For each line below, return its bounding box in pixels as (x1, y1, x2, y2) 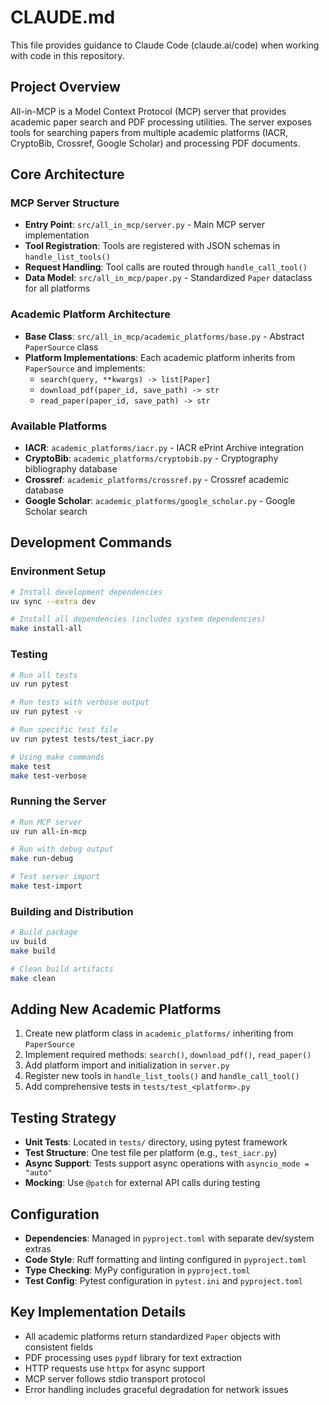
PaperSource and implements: (24, 362, 146, 374)
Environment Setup (10, 564, 107, 578)
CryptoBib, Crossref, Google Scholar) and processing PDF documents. (10, 137, 301, 149)
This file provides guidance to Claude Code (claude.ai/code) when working (10, 39, 320, 51)
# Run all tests (10, 670, 78, 680)
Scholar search (24, 506, 88, 518)
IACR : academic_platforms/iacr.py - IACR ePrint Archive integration (24, 442, 305, 454)
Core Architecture (10, 166, 125, 183)
